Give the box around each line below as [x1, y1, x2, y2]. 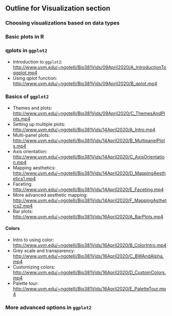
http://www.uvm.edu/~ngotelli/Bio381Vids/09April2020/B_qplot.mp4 [12, 80, 158, 87]
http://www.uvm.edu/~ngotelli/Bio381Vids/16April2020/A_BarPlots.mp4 [12, 214, 164, 220]
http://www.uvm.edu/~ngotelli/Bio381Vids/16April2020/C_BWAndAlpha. [12, 253, 164, 259]
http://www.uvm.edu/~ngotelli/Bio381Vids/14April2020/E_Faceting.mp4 [12, 186, 164, 193]
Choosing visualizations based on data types [5, 19, 120, 27]
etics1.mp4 [12, 175, 36, 181]
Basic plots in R [5, 33, 45, 40]
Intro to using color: [12, 237, 54, 243]
